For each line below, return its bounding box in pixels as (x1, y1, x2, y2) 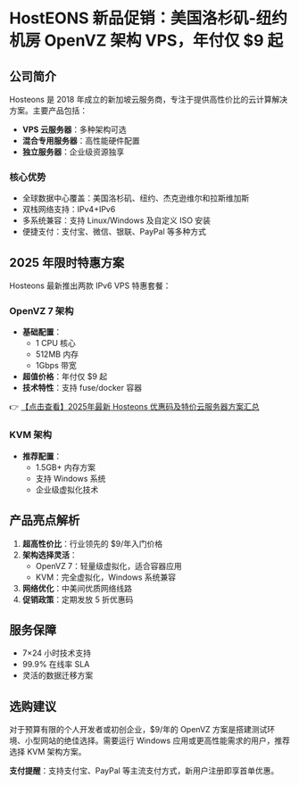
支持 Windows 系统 (35, 473, 106, 483)
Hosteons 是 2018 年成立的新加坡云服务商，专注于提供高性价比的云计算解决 (9, 95, 288, 104)
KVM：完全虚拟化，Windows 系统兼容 (35, 572, 177, 583)
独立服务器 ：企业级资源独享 (21, 146, 125, 157)
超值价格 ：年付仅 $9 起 (21, 371, 108, 382)
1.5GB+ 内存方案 (35, 461, 96, 473)
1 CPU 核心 (35, 338, 76, 349)
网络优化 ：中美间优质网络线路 (21, 583, 132, 593)
